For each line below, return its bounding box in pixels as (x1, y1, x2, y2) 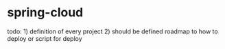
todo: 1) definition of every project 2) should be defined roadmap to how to (7, 27, 218, 35)
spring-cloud (7, 5, 84, 20)
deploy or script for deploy (7, 34, 82, 42)
